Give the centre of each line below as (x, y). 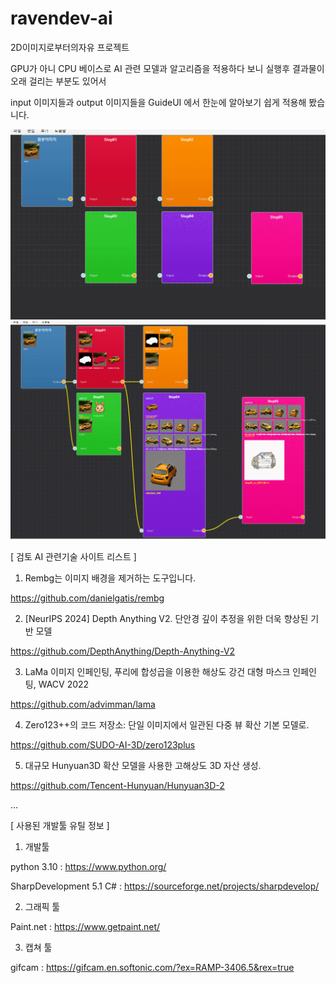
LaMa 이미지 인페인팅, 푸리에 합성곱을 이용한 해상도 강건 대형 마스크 (157, 671)
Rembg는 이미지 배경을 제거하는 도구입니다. (110, 578)
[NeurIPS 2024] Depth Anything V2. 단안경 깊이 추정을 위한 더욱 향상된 (166, 618)
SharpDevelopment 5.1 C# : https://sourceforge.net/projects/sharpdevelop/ (165, 886)
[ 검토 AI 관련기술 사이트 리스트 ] (73, 556)
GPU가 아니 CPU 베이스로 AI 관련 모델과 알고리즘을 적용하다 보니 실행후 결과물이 (167, 68)
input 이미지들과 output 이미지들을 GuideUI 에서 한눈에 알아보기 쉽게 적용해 (158, 102)
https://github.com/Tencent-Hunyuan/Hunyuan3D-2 (117, 785)
